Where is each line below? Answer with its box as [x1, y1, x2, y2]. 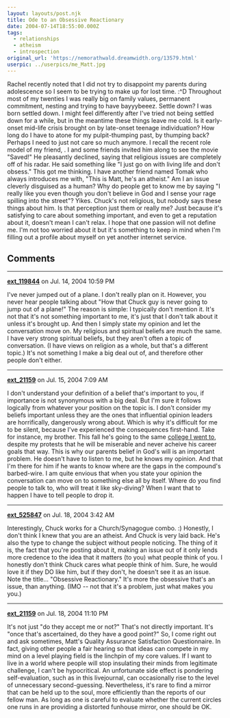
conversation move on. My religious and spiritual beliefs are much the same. [7, 327, 222, 335]
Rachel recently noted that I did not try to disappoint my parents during [7, 80, 207, 88]
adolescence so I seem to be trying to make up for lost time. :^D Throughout [7, 87, 222, 95]
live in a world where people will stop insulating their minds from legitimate [7, 659, 218, 667]
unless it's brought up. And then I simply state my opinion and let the [7, 320, 201, 328]
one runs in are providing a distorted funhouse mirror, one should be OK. [7, 703, 212, 711]
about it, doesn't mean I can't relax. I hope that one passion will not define [7, 218, 216, 226]
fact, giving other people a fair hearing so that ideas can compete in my [7, 645, 209, 653]
